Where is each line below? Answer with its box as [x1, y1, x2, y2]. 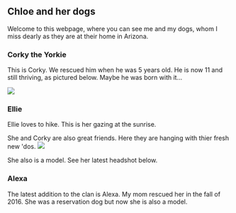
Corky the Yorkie [7, 50, 67, 59]
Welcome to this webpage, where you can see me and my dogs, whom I [7, 24, 218, 33]
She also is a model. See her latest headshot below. [7, 156, 158, 165]
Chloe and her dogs [7, 6, 96, 18]
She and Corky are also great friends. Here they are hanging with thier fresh [7, 134, 229, 142]
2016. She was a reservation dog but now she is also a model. [7, 197, 188, 206]
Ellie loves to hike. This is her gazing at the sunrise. [7, 120, 157, 129]
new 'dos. [7, 142, 36, 151]
